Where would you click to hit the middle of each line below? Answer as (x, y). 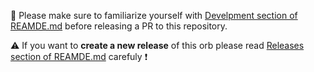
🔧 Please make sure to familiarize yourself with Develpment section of (154, 15)
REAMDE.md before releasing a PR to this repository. (119, 26)
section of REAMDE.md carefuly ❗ (79, 56)
